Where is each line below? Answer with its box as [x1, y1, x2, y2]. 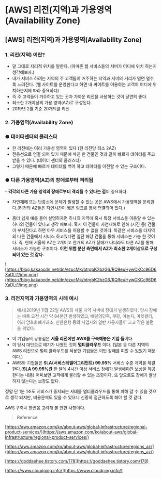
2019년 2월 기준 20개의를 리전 [12, 105, 70, 112]
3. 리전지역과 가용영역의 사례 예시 [5, 295, 78, 302]
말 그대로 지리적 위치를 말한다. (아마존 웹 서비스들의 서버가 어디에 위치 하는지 [12, 63, 157, 69]
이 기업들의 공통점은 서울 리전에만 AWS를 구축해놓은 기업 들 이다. [12, 335, 134, 341]
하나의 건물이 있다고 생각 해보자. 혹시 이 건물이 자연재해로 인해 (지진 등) [12, 221, 147, 227]
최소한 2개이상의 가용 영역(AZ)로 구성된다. [12, 99, 92, 105]
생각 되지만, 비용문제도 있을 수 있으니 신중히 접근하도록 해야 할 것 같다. [10, 394, 143, 400]
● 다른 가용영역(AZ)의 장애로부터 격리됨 [5, 177, 93, 183]
